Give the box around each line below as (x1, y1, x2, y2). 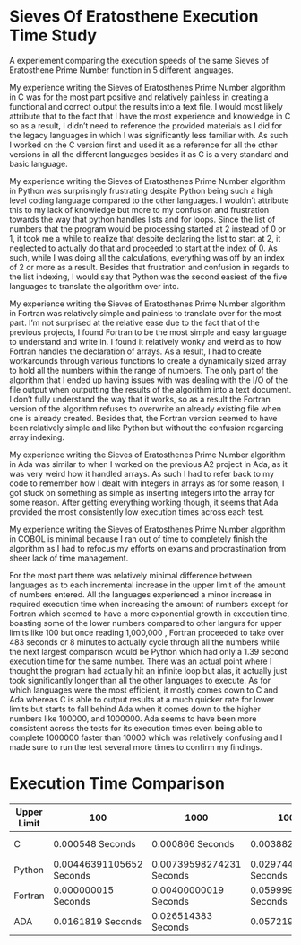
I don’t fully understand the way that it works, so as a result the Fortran (9, 393, 271, 404)
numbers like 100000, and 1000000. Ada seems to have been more (9, 712, 257, 724)
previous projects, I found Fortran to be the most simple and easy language (9, 326, 287, 338)
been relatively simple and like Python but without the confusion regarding (9, 422, 284, 433)
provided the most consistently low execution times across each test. (9, 506, 265, 517)
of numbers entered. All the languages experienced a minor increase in (9, 588, 271, 599)
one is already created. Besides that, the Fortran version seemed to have (9, 412, 278, 423)
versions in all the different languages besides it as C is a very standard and (9, 148, 289, 159)
